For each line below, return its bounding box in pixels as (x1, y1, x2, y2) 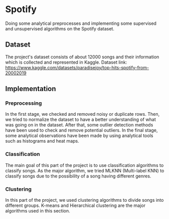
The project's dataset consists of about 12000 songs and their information (5, 54, 159, 60)
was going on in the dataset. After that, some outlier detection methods (5, 122, 153, 128)
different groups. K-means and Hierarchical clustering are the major (5, 202, 146, 208)
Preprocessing (5, 100, 42, 107)
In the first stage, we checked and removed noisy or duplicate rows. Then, (5, 111, 160, 117)
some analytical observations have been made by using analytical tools (5, 133, 153, 139)
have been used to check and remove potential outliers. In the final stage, (5, 127, 158, 134)
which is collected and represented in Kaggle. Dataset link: (5, 59, 127, 65)
